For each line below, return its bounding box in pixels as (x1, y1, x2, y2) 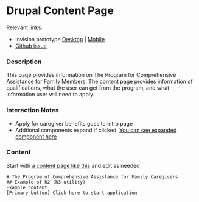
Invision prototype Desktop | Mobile (15, 35, 105, 43)
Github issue (15, 42, 47, 49)
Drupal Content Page (6, 4, 114, 18)
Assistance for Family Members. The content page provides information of (6, 78, 193, 85)
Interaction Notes (6, 106, 59, 115)
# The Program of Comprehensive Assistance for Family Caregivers (6, 173, 178, 180)
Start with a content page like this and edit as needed (6, 162, 140, 169)
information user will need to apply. (6, 91, 95, 98)
